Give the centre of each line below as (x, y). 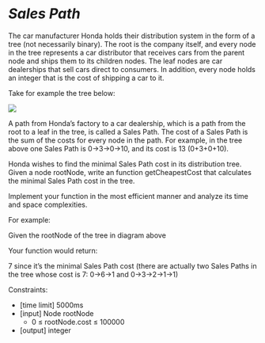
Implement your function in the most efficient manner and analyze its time (129, 196)
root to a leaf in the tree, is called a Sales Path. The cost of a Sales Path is (128, 131)
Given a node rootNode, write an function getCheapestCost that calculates (130, 172)
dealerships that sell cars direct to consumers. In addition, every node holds (132, 69)
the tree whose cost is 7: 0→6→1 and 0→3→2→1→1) (93, 274)
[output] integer (45, 330)
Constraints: (28, 289)
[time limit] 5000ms (51, 305)
